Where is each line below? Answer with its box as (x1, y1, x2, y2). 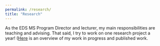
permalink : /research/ (5, 7, 51, 12)
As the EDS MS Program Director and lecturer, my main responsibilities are (5, 25, 156, 31)
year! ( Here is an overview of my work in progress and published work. (5, 35, 148, 41)
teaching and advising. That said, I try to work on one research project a (5, 30, 151, 36)
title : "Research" (5, 12, 43, 16)
